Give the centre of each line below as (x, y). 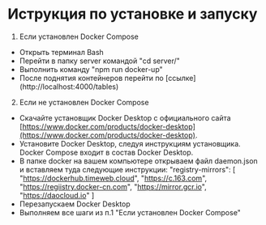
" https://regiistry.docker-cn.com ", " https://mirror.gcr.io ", (113, 186)
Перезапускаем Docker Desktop (75, 204)
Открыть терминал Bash (62, 52)
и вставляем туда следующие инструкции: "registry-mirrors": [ (127, 169)
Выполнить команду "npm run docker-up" (91, 69)
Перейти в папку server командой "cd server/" (99, 61)
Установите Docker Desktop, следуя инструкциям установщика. (130, 143)
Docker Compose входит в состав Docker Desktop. (106, 152)
